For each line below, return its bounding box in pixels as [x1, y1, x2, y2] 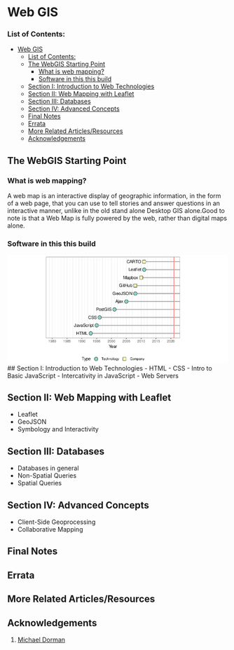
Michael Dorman [17, 635, 65, 644]
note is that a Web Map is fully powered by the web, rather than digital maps [7, 214, 228, 223]
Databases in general [17, 464, 79, 473]
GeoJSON [17, 417, 47, 426]
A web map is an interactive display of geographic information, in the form [7, 192, 221, 200]
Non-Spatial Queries [17, 471, 77, 480]
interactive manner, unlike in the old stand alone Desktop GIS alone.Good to [7, 207, 226, 215]
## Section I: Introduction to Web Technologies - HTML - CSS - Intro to [7, 364, 212, 372]
